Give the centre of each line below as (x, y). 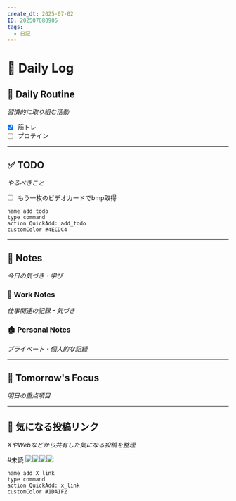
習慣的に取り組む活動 (38, 112)
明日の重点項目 (29, 396)
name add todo (28, 211)
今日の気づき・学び (35, 276)
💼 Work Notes (31, 295)
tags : (15, 27)
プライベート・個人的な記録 (47, 349)
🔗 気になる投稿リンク (53, 427)
